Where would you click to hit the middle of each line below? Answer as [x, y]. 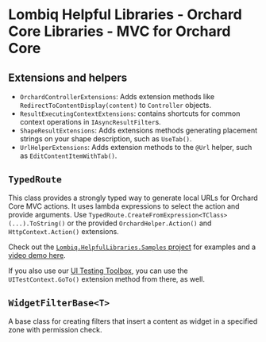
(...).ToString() [37, 224]
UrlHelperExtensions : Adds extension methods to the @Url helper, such [136, 147]
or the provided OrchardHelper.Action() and [139, 223]
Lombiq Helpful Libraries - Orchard [125, 15]
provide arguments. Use [48, 214]
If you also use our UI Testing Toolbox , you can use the [98, 271]
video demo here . [37, 255]
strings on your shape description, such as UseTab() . [106, 139]
